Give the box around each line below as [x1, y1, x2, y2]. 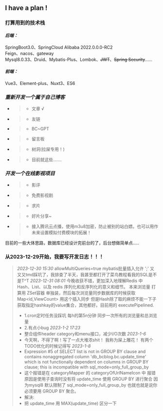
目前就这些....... [31, 157, 62, 163]
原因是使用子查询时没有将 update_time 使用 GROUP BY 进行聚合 [24, 376, 153, 382]
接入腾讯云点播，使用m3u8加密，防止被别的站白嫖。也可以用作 [31, 224, 159, 229]
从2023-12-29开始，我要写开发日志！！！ [5, 253, 104, 260]
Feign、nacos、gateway [5, 50, 54, 56]
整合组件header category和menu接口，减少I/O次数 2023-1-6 [24, 330, 146, 336]
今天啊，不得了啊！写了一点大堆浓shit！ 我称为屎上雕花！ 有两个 [24, 337, 154, 343]
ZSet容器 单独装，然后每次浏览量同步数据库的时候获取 [26, 290, 136, 296]
